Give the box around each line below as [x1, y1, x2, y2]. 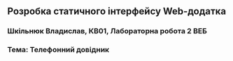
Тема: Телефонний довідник [7, 45, 110, 55]
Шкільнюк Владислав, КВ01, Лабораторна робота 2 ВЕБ [7, 26, 208, 36]
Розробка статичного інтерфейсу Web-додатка [7, 6, 227, 17]
